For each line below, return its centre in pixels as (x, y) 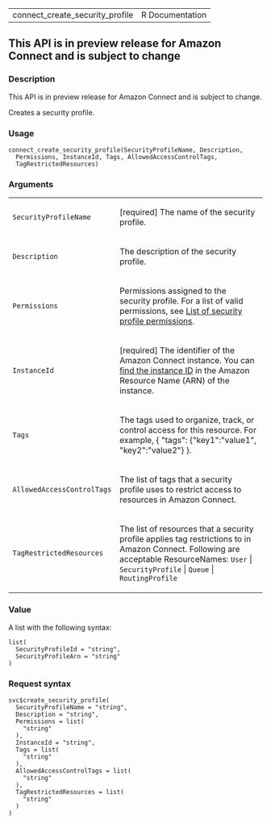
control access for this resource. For (188, 430)
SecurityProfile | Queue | (167, 570)
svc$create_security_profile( (59, 700)
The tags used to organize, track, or (187, 420)
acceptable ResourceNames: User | (186, 559)
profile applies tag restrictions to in (186, 539)
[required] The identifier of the (177, 350)
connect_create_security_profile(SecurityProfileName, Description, (126, 150)
